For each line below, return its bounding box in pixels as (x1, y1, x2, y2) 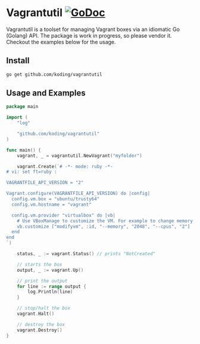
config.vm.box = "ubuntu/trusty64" (11, 196, 100, 202)
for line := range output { (17, 283, 86, 289)
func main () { (6, 147, 42, 153)
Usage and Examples (6, 88, 86, 98)
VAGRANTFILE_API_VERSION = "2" (6, 179, 84, 186)
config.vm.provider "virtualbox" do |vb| (11, 212, 116, 218)
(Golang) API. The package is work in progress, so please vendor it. (6, 32, 172, 39)
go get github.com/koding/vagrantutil (6, 72, 102, 78)
